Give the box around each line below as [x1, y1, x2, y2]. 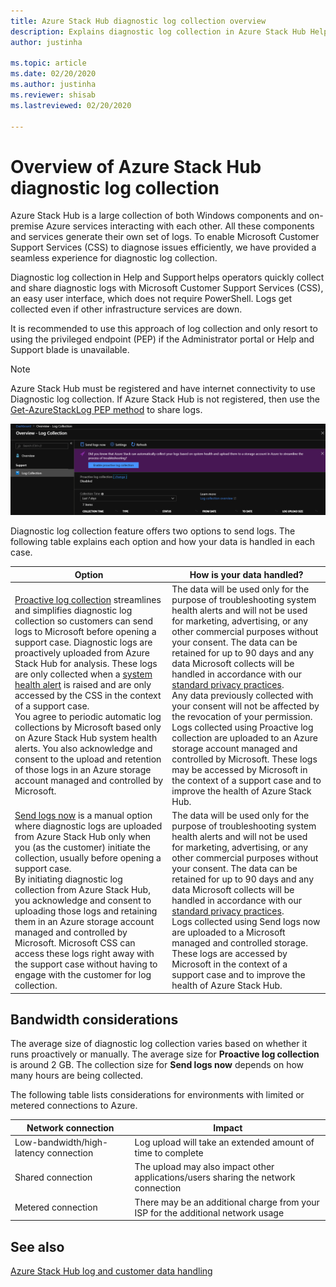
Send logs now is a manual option [14, 810, 153, 822]
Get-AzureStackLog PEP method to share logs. [10, 404, 203, 416]
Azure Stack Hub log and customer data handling [10, 1265, 213, 1277]
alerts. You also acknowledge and [14, 742, 153, 754]
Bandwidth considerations [10, 1011, 179, 1029]
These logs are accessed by [171, 948, 288, 960]
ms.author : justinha [10, 80, 97, 90]
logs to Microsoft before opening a [14, 625, 157, 637]
